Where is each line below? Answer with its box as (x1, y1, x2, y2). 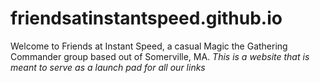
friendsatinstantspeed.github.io (10, 7, 283, 30)
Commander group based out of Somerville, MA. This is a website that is (10, 50, 310, 62)
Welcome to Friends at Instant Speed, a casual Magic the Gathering (10, 40, 288, 52)
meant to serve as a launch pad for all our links (10, 61, 206, 73)
